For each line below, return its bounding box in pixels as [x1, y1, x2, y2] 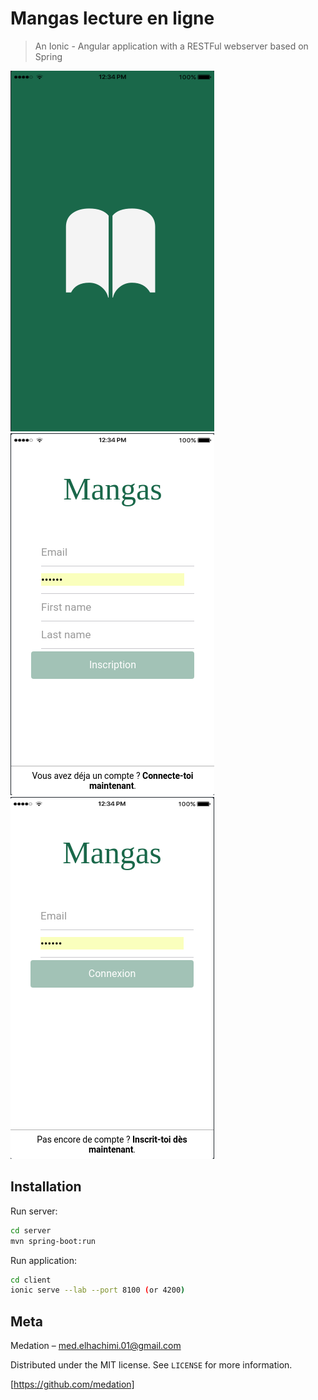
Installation [10, 1178, 82, 1196]
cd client [10, 1275, 52, 1285]
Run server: [10, 1205, 58, 1217]
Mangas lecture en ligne [10, 7, 215, 30]
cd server [10, 1225, 52, 1236]
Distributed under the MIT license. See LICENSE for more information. [10, 1359, 293, 1371]
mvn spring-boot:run [10, 1236, 97, 1246]
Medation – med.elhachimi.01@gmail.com [10, 1340, 182, 1352]
